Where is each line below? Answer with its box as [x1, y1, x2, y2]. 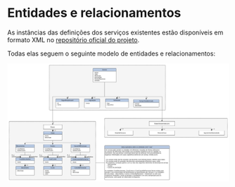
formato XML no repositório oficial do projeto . [7, 35, 140, 44]
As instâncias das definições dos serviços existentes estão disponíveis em [7, 28, 224, 37]
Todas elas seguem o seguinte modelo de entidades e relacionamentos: [7, 49, 216, 58]
